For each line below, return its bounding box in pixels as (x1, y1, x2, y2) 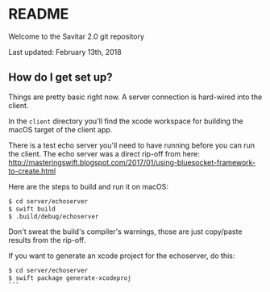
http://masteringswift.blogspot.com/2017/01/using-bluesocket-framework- (8, 157, 256, 167)
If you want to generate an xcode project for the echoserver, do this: (8, 251, 235, 261)
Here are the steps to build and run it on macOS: (8, 181, 169, 191)
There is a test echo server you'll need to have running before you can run (8, 140, 255, 150)
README (8, 5, 69, 23)
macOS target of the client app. (8, 124, 113, 134)
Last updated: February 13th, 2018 (8, 47, 123, 56)
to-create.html (8, 166, 56, 176)
